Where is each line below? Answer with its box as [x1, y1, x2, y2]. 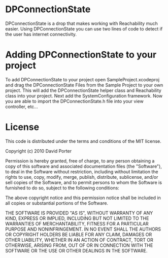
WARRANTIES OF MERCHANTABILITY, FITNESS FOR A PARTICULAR [5, 220, 149, 227]
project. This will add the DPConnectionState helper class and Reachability [5, 87, 161, 93]
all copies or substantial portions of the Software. [5, 200, 108, 206]
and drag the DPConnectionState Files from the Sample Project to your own [5, 82, 163, 88]
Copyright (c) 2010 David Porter [5, 148, 72, 154]
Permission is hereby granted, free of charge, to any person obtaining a [5, 157, 155, 164]
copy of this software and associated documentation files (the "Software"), [5, 163, 162, 169]
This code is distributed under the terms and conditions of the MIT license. [5, 138, 161, 144]
